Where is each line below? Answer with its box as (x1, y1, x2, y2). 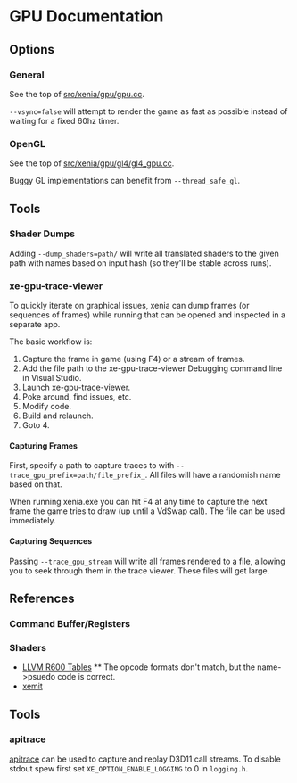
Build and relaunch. (21, 410, 94, 421)
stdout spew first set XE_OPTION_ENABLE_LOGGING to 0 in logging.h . (9, 762, 249, 773)
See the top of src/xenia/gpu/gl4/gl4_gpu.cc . (9, 158, 175, 169)
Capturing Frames (9, 440, 78, 451)
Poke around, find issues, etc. (21, 391, 132, 402)
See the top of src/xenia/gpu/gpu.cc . (9, 88, 145, 99)
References (9, 590, 75, 606)
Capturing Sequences (9, 535, 93, 546)
